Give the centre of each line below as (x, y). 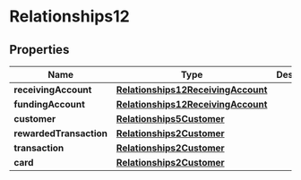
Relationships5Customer (171, 119)
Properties (39, 50)
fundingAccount (49, 104)
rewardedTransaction (61, 133)
